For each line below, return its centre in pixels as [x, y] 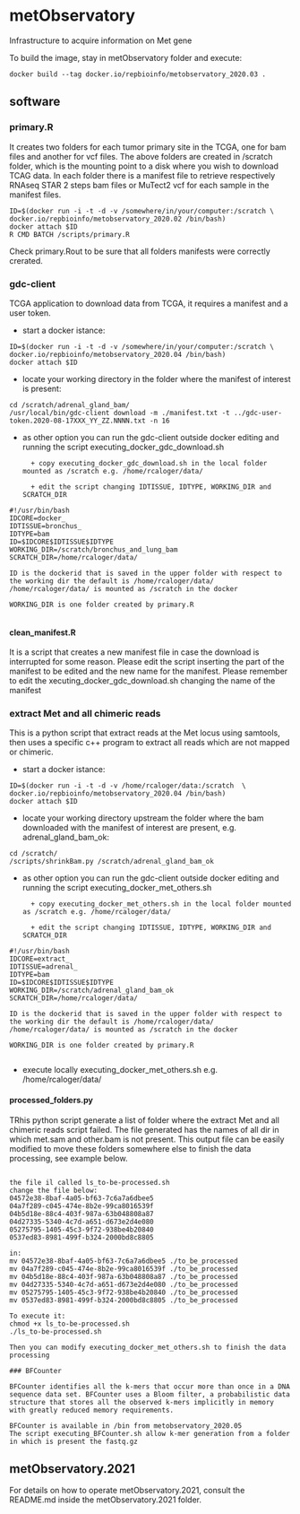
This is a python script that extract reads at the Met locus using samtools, [145, 733]
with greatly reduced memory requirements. [92, 1410]
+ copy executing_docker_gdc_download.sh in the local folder [149, 463]
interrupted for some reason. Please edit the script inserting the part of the [147, 662]
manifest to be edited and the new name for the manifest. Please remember [149, 671]
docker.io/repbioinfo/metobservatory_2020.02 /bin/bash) [118, 219]
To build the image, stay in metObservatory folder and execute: [126, 57]
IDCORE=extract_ [39, 959]
